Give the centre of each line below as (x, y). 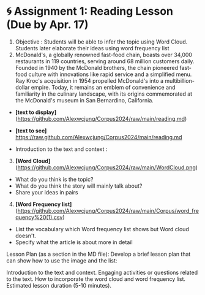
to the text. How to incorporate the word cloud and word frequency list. (96, 279)
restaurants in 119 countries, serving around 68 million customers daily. (105, 61)
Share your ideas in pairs (47, 192)
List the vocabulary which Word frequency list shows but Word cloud (102, 229)
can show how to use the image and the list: (62, 260)
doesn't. (26, 236)
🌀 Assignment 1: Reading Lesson (90, 11)
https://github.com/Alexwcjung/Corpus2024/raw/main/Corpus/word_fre (108, 210)
